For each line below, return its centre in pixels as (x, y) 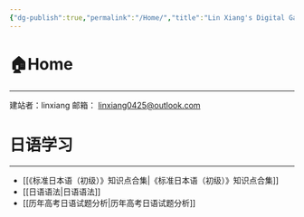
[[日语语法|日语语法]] (62, 192)
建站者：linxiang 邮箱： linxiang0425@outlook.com (105, 105)
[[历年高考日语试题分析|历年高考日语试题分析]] (109, 203)
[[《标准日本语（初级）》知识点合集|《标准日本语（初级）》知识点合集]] (150, 180)
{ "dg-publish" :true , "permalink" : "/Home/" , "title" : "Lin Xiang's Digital (147, 18)
